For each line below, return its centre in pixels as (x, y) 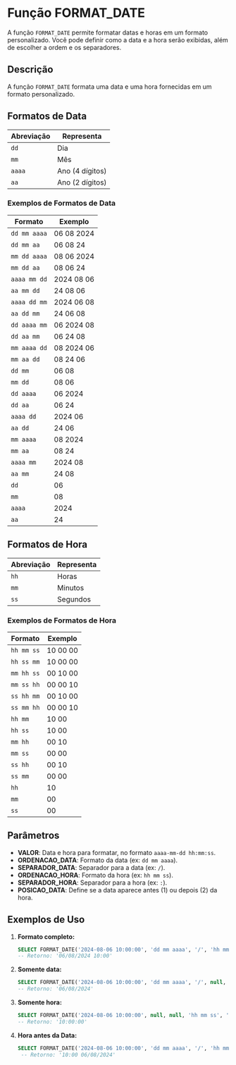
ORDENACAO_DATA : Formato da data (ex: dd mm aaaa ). (98, 860)
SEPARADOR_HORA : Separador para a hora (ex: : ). (92, 883)
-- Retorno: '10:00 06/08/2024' (68, 1054)
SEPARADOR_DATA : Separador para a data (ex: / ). (91, 867)
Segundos (74, 599)
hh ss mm (25, 661)
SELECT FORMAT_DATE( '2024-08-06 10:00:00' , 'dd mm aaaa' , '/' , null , (122, 983)
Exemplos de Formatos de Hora (62, 620)
